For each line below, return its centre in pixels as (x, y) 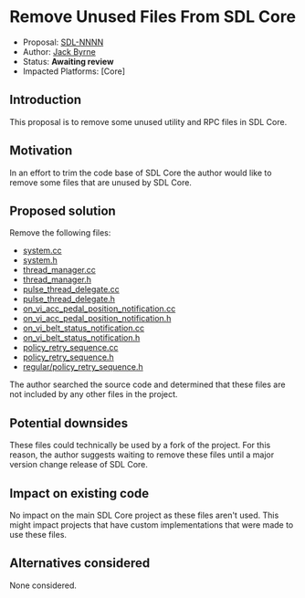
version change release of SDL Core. (79, 465)
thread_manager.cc (59, 270)
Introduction (46, 100)
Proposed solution (63, 210)
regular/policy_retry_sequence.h (83, 367)
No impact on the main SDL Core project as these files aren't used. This (144, 515)
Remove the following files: (60, 233)
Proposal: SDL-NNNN (63, 42)
